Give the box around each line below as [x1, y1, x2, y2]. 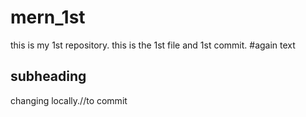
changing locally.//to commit [10, 94, 128, 106]
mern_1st [10, 6, 86, 29]
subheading [10, 68, 87, 85]
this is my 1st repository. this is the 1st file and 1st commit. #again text [10, 39, 296, 51]
